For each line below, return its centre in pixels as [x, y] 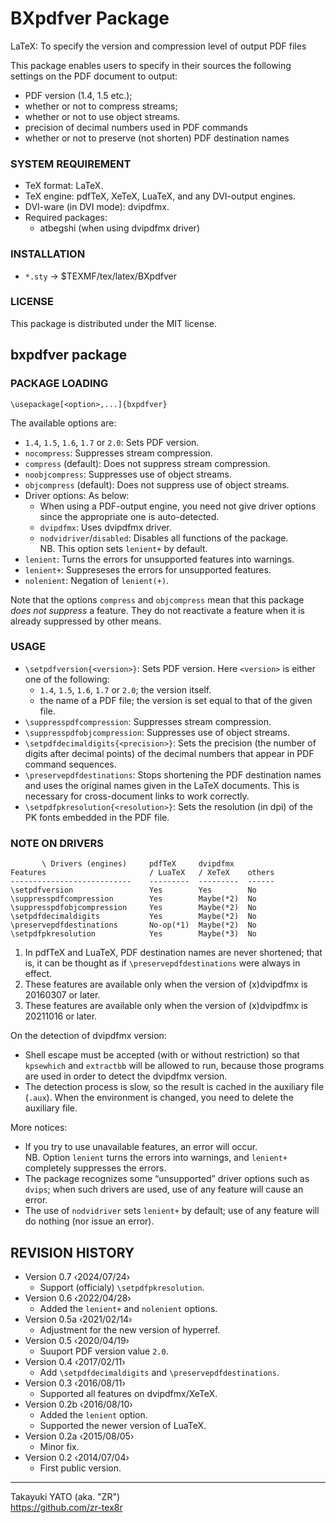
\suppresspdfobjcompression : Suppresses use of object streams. [157, 732]
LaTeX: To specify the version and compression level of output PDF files [158, 46]
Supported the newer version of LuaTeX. [123, 1425]
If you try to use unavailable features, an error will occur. [141, 1147]
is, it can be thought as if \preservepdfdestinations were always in [162, 963]
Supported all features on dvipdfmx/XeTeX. [128, 1393]
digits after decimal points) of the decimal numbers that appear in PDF [169, 753]
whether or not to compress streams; [101, 106]
